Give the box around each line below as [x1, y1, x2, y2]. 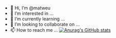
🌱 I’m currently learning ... [10, 16, 65, 22]
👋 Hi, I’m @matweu [10, 5, 51, 11]
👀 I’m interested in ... [10, 10, 54, 16]
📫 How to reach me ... [10, 27, 58, 33]
